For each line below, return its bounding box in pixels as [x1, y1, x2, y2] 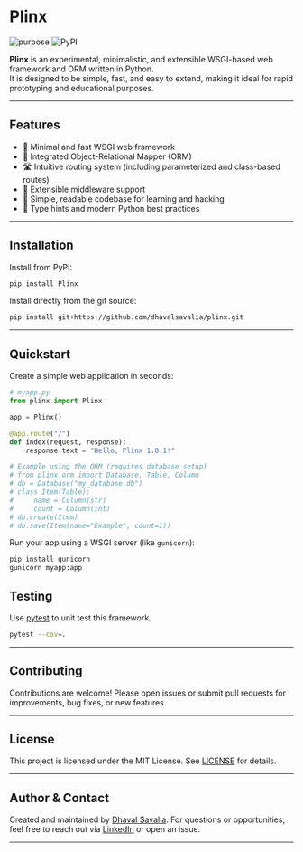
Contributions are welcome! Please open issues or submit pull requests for [9, 687, 287, 698]
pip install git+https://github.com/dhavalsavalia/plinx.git [9, 313, 244, 322]
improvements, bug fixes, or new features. [9, 696, 167, 707]
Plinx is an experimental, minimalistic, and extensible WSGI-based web [9, 53, 273, 64]
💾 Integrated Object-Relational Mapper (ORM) [22, 151, 192, 162]
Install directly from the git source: [9, 296, 137, 307]
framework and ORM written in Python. [9, 63, 154, 74]
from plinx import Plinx [9, 396, 103, 405]
